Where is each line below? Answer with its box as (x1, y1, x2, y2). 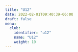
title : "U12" (5, 7, 32, 12)
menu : (5, 21, 16, 26)
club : (9, 26, 21, 31)
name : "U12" (14, 35, 38, 40)
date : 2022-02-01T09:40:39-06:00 (5, 12, 74, 17)
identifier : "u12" (14, 30, 52, 35)
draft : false (5, 16, 32, 21)
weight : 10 (14, 40, 36, 45)
